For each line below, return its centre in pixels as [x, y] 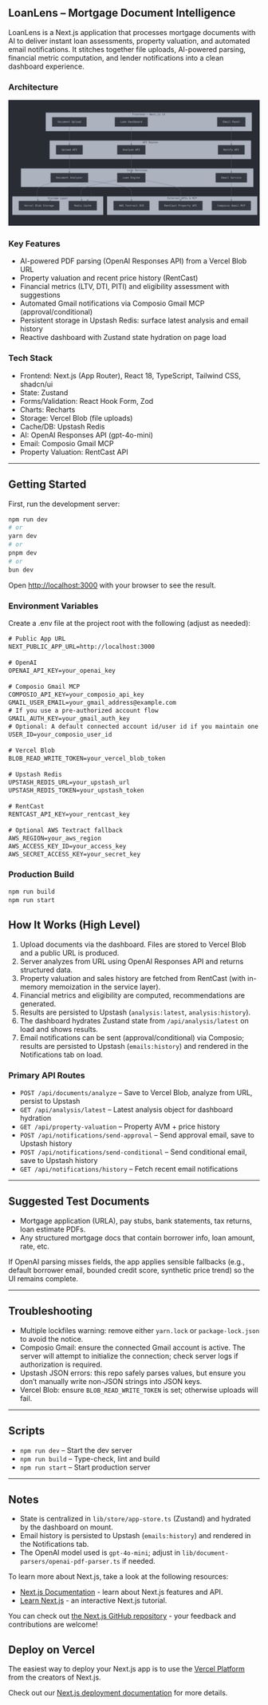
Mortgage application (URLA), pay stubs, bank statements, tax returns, [136, 1220]
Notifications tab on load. [61, 1054]
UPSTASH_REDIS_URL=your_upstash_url [69, 782]
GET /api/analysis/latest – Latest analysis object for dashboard [126, 1110]
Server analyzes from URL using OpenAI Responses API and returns [132, 961]
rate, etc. [35, 1246]
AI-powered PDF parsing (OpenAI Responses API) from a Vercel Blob [133, 261]
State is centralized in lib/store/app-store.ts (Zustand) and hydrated [135, 1519]
